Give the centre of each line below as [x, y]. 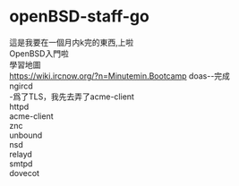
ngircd [21, 86]
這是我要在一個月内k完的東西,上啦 [72, 42]
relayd [21, 154]
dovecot [25, 173]
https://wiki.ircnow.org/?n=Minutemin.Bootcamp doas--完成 [120, 76]
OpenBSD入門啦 [39, 53]
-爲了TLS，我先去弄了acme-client [72, 97]
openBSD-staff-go [79, 17]
